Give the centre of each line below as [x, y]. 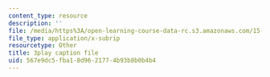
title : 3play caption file [53, 53]
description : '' [35, 23]
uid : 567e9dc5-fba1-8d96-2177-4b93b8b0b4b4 [82, 61]
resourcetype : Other [43, 46]
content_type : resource [48, 16]
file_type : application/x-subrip [64, 38]
